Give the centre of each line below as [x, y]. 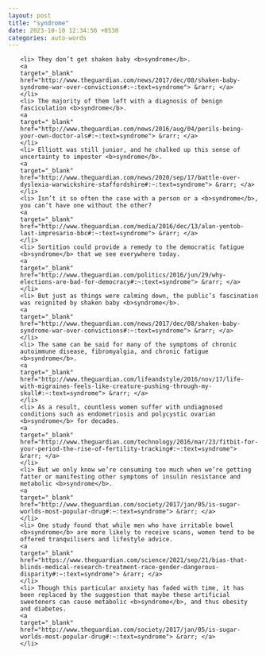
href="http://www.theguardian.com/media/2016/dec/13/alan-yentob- [132, 227]
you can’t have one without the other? [86, 206]
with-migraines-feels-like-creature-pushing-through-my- [116, 386]
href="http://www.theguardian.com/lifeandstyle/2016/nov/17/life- [132, 380]
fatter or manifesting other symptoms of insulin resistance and [130, 477]
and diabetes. [43, 609]
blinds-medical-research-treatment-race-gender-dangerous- [120, 568]
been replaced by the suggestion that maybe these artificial [125, 595]
